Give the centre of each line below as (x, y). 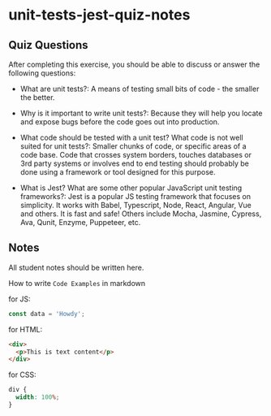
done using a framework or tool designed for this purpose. (118, 172)
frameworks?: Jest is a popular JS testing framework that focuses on (135, 196)
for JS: (19, 299)
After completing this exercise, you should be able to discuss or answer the (134, 64)
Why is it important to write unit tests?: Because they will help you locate (141, 113)
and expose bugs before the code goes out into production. (120, 122)
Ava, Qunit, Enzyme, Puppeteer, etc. (80, 222)
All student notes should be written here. (76, 267)
